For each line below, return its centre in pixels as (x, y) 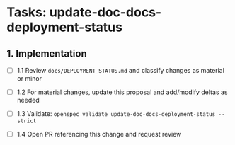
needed (28, 100)
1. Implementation (47, 53)
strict (27, 121)
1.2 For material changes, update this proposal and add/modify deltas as (122, 92)
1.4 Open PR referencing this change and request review (99, 134)
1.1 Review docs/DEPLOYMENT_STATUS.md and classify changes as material (120, 70)
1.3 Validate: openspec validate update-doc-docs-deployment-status (116, 114)
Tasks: (27, 12)
